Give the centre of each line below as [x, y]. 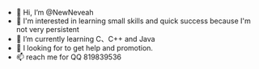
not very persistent [47, 29]
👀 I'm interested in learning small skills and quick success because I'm [133, 21]
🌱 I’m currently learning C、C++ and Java [85, 39]
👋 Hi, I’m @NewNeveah [55, 12]
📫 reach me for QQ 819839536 [68, 57]
